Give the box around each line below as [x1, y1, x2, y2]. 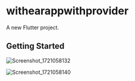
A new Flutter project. [6, 24, 59, 31]
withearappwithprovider [6, 4, 129, 18]
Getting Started [6, 41, 65, 51]
